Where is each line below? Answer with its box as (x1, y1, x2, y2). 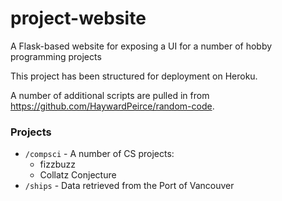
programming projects (10, 50, 102, 62)
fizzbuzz (39, 158, 76, 171)
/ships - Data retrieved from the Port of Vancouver (24, 180, 235, 192)
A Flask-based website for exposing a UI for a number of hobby (10, 40, 273, 52)
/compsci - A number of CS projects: (24, 148, 175, 160)
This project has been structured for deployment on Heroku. (10, 70, 258, 82)
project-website (10, 7, 147, 30)
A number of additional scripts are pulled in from (10, 89, 210, 101)
